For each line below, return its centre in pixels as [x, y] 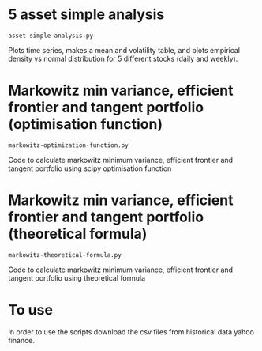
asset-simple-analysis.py [51, 36]
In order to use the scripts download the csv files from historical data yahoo [131, 332]
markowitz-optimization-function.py [68, 145]
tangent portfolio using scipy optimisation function [90, 168]
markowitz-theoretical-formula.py [65, 255]
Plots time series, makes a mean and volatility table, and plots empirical [124, 50]
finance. [22, 340]
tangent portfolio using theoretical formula [77, 277]
